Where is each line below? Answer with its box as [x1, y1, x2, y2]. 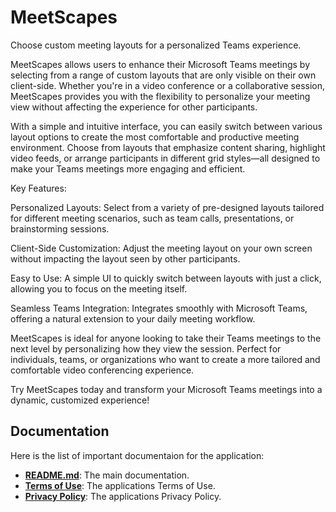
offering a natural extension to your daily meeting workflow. [10, 312, 256, 325]
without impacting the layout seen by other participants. [10, 252, 241, 265]
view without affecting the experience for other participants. [10, 101, 258, 113]
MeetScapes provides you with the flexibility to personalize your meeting [10, 90, 311, 102]
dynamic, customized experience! [10, 394, 150, 406]
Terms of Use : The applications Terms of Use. [24, 479, 216, 491]
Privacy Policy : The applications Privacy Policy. [24, 490, 222, 502]
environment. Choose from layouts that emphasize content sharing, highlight [10, 141, 326, 153]
